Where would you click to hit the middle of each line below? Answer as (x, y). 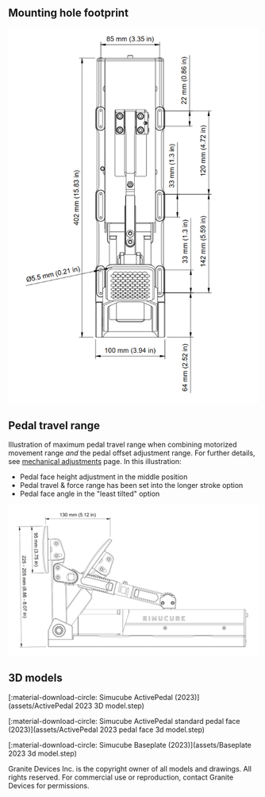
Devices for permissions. (49, 785)
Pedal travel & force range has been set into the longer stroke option (131, 486)
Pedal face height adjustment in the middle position (104, 477)
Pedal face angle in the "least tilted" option (90, 494)
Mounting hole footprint (69, 13)
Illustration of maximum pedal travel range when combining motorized (123, 445)
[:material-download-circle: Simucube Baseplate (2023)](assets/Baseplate (130, 745)
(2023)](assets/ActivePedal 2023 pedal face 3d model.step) (106, 729)
